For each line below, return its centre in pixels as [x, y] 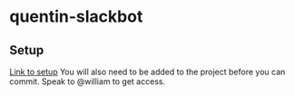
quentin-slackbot [76, 17]
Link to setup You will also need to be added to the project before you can [147, 72]
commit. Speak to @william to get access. [88, 82]
